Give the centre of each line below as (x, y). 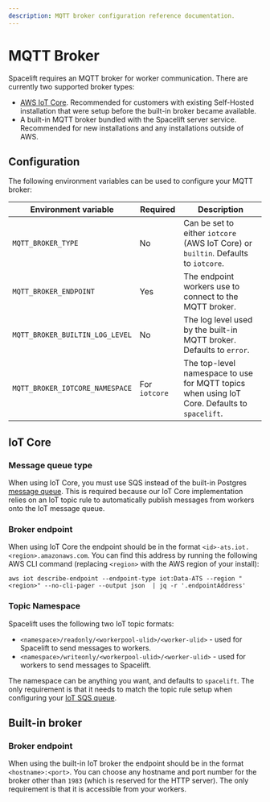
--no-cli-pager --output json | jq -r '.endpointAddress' (145, 586)
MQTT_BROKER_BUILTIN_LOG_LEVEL (72, 335)
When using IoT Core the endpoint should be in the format (104, 547)
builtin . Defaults (216, 253)
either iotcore (210, 233)
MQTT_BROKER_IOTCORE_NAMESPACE (72, 389)
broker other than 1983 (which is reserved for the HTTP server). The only (129, 781)
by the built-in (211, 330)
